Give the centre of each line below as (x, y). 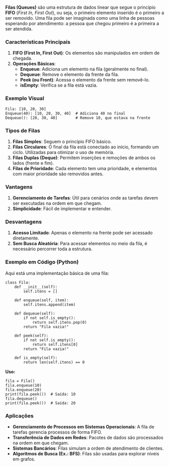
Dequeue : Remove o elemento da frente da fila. (70, 74)
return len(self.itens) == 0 (54, 362)
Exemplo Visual (25, 98)
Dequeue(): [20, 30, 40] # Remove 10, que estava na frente (78, 118)
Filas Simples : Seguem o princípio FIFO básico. (62, 141)
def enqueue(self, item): (42, 300)
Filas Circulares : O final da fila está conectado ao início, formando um (86, 147)
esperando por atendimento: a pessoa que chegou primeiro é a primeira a (82, 23)
